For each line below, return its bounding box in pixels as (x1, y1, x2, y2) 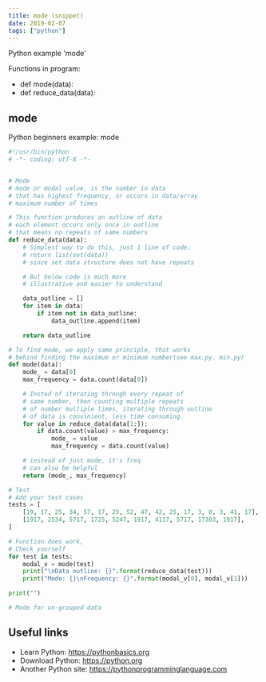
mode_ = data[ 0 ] (22, 368, 77, 376)
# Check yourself (8, 545, 66, 553)
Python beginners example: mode (8, 133, 120, 142)
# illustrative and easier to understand (22, 280, 162, 288)
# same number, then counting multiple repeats (22, 397, 184, 405)
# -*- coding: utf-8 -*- (8, 155, 91, 164)
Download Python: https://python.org (19, 656, 143, 665)
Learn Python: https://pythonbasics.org (19, 647, 150, 656)
